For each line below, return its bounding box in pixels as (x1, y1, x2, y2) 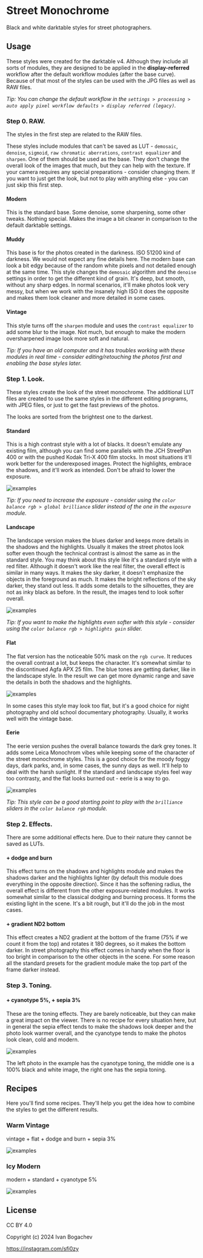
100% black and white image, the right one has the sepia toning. (6, 1066, 167, 1073)
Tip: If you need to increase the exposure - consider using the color (6, 496, 176, 504)
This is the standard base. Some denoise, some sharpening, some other (6, 209, 186, 216)
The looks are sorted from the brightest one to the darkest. (6, 413, 153, 420)
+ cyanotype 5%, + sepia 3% (6, 996, 81, 1004)
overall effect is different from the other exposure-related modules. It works (6, 887, 195, 894)
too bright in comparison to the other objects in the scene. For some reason (6, 953, 195, 961)
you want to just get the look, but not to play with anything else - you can (6, 175, 189, 182)
